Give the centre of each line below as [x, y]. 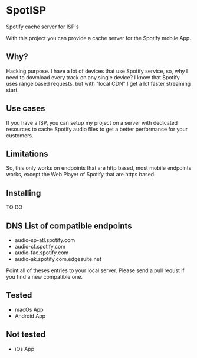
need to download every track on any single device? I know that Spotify [93, 77]
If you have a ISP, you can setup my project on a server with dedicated [92, 122]
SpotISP [26, 10]
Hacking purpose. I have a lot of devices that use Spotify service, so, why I [97, 71]
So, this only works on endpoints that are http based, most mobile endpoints [99, 168]
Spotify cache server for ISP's [42, 27]
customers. [20, 135]
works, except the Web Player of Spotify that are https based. [81, 175]
